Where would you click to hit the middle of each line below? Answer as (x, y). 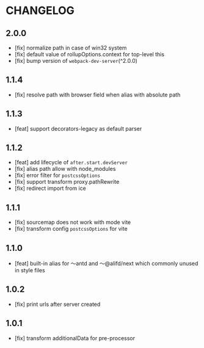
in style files (30, 270)
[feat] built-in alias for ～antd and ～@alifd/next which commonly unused (106, 264)
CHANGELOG (40, 11)
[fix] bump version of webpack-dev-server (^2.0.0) (76, 61)
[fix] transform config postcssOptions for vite (71, 229)
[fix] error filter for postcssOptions (57, 175)
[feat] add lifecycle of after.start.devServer (71, 162)
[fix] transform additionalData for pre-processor (75, 338)
